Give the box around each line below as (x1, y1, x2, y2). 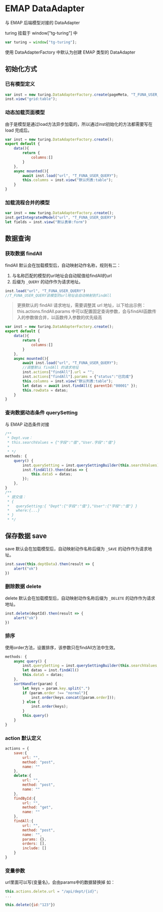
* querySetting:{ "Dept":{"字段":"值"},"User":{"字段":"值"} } (7, 503, 138, 509)
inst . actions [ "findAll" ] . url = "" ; (22, 370, 95, 375)
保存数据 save (5, 532, 47, 540)
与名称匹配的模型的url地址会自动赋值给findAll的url (12, 273, 112, 278)
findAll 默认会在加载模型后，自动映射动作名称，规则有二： (5, 262, 121, 268)
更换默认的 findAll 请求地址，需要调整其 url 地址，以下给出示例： (16, 302, 147, 308)
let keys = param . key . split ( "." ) (22, 686, 90, 691)
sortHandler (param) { (14, 681, 57, 686)
